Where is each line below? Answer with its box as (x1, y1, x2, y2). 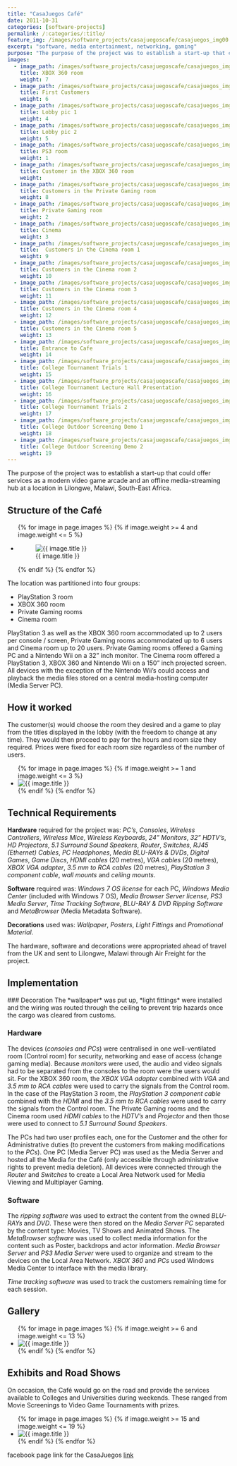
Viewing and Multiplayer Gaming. (7, 1178, 104, 1186)
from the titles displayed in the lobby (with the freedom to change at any (7, 728, 217, 736)
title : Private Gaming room (20, 207, 102, 214)
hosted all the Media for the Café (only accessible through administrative (7, 1155, 219, 1163)
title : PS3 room (20, 148, 68, 155)
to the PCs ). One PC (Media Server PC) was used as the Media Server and (7, 1147, 224, 1156)
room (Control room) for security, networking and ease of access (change (7, 1051, 222, 1060)
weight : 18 (20, 429, 52, 437)
